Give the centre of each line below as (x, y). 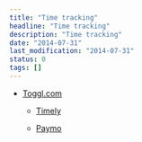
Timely (48, 111)
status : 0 (28, 59)
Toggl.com (42, 93)
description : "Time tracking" (66, 34)
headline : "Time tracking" (60, 26)
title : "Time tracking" (54, 18)
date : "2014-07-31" (46, 43)
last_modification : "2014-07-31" (72, 51)
